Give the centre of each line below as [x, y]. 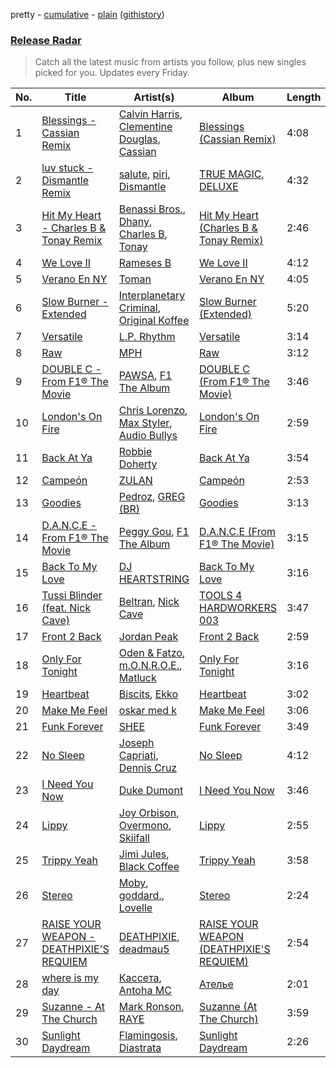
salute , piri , [144, 174]
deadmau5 [144, 949]
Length [304, 97]
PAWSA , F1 [145, 376]
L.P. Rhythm [147, 337]
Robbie [135, 452]
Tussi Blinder [72, 596]
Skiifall [134, 838]
